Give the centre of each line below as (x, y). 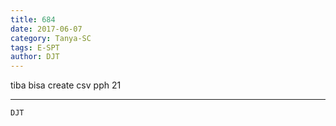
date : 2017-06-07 (46, 29)
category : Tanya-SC (51, 38)
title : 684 (33, 19)
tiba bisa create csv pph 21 (66, 85)
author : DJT (35, 57)
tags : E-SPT (35, 47)
